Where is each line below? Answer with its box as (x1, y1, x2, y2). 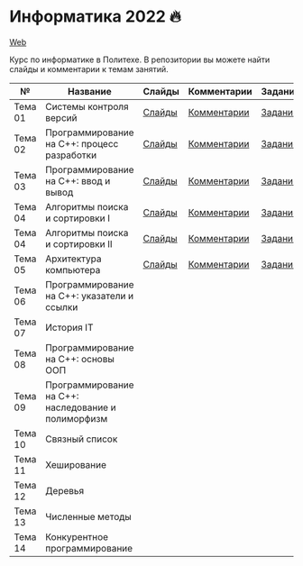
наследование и (44, 401, 116, 414)
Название (67, 85, 113, 97)
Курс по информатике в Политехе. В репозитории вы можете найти (9, 54, 271, 65)
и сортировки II (44, 237, 113, 250)
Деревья (44, 484, 85, 497)
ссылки (44, 300, 78, 313)
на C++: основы (44, 352, 115, 365)
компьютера (44, 263, 101, 276)
